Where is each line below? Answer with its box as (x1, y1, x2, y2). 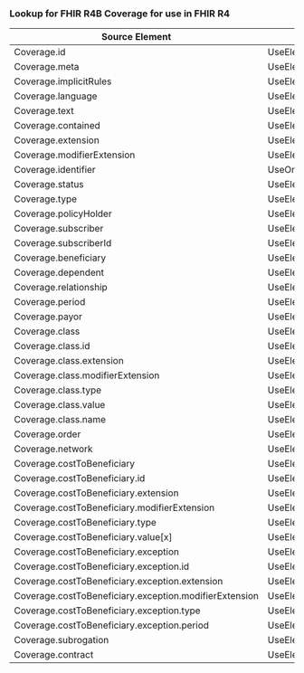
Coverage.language (14, 90, 98, 102)
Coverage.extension (14, 134, 100, 147)
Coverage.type (14, 193, 78, 205)
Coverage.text (14, 105, 74, 118)
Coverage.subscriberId (14, 237, 112, 250)
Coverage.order (14, 428, 81, 441)
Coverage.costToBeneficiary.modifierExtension (14, 501, 215, 514)
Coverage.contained (14, 119, 101, 132)
